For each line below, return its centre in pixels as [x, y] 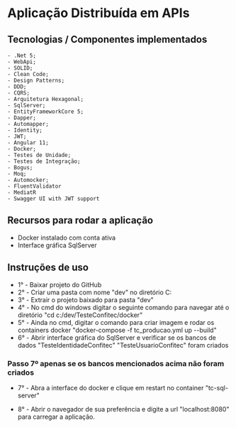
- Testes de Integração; [44, 161]
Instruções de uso [48, 268]
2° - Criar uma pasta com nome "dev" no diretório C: [95, 292]
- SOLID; [20, 68]
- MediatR [22, 193]
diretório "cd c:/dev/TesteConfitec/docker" [80, 315]
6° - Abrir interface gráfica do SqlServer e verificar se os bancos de [117, 337]
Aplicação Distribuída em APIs [99, 13]
